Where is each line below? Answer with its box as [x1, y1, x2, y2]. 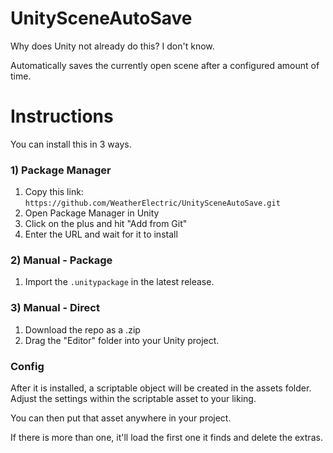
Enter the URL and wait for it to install [24, 228, 178, 241]
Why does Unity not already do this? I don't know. [10, 40, 215, 52]
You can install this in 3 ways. [10, 138, 132, 150]
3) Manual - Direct [10, 301, 100, 315]
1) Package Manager [10, 163, 112, 177]
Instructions [10, 105, 114, 128]
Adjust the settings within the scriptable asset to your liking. [10, 393, 257, 405]
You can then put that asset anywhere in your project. [10, 412, 232, 424]
